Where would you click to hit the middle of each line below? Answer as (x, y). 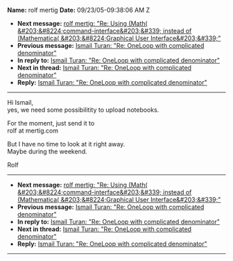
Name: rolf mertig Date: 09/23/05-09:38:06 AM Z (79, 10)
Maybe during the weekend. (48, 151)
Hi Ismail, (20, 102)
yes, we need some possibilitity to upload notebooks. (83, 110)
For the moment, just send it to (51, 123)
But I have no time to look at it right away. (66, 144)
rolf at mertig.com (33, 130)
